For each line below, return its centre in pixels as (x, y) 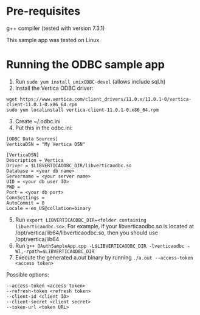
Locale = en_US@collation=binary (49, 208)
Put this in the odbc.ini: (44, 128)
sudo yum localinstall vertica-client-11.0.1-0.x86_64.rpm (83, 110)
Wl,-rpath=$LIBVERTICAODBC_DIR (55, 252)
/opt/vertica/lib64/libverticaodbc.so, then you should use (86, 233)
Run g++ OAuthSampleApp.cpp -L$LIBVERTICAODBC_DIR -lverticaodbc (100, 245)
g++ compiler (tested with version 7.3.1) (56, 28)
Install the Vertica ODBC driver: (54, 88)
